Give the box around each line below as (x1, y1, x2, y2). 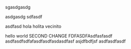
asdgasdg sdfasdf (5, 14, 42, 19)
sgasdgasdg (5, 4, 31, 10)
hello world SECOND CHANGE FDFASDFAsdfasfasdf (5, 33, 113, 39)
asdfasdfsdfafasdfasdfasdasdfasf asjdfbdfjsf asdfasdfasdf (5, 38, 126, 44)
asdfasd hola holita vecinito (5, 23, 61, 29)
